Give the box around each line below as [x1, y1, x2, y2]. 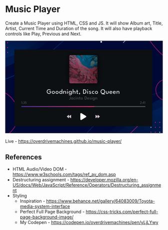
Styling [12, 193, 27, 199]
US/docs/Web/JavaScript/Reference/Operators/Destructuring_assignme [12, 182, 161, 188]
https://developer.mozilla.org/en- [70, 177, 138, 183]
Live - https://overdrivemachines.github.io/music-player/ [5, 138, 122, 144]
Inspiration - [19, 198, 45, 204]
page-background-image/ [19, 214, 74, 220]
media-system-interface [19, 203, 70, 209]
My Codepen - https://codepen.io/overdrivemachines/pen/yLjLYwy [19, 219, 158, 225]
